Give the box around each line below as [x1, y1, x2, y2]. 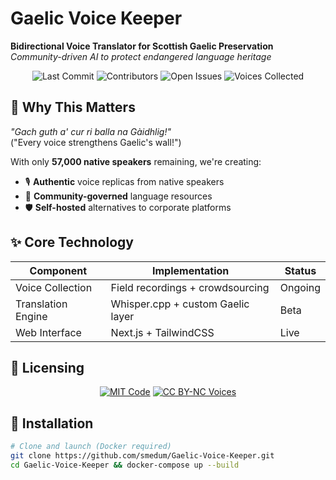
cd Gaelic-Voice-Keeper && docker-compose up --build [10, 460, 240, 470]
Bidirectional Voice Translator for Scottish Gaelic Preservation [10, 40, 274, 52]
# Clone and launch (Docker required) [10, 442, 172, 452]
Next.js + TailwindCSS [110, 325, 215, 339]
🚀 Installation [10, 415, 94, 432]
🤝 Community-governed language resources [24, 190, 213, 202]
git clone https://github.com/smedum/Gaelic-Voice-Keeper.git [10, 451, 275, 461]
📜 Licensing [10, 359, 85, 376]
